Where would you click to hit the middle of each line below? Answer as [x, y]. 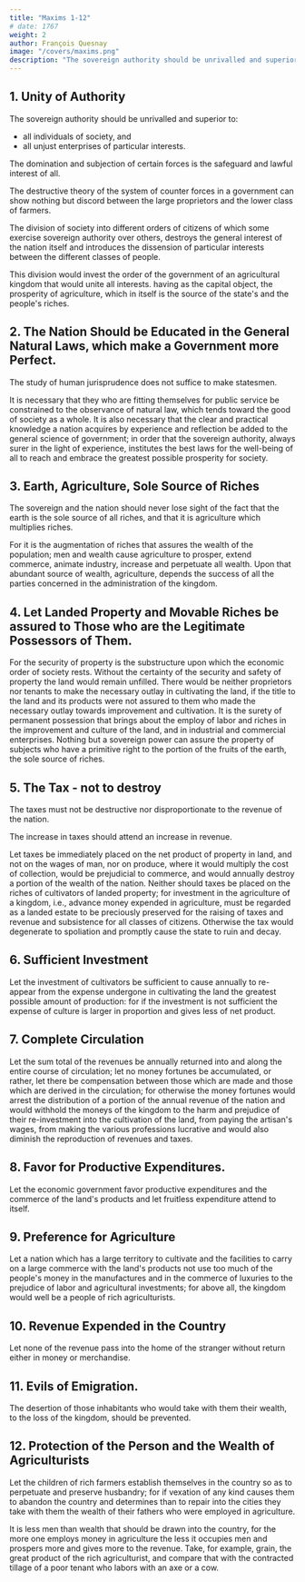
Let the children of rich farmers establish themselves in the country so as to [151, 1482]
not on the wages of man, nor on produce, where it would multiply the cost [149, 864]
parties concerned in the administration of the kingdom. [113, 583]
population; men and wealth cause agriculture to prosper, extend [131, 554]
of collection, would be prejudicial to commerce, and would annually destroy [152, 874]
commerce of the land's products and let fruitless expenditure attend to [143, 1199]
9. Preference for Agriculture [93, 1237]
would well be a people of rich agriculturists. [93, 1298]
